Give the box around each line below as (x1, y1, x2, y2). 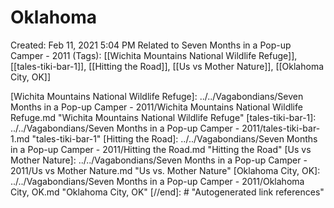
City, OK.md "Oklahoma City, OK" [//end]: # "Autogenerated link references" (10, 186, 325, 198)
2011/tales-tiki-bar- (241, 122, 321, 134)
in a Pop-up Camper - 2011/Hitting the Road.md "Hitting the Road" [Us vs (10, 143, 312, 155)
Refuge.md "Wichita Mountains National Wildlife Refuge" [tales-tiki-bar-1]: (10, 111, 317, 123)
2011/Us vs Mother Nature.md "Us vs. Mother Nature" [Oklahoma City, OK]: (10, 164, 321, 176)
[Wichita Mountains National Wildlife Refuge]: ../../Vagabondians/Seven (10, 90, 304, 102)
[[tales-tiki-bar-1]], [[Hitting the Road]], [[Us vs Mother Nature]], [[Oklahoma (10, 60, 325, 72)
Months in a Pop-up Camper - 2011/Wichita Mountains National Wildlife (10, 101, 303, 113)
